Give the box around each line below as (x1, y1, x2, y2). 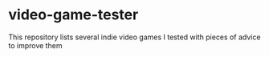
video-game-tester (8, 6, 139, 24)
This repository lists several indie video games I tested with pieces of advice (8, 32, 261, 42)
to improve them (8, 40, 63, 50)
